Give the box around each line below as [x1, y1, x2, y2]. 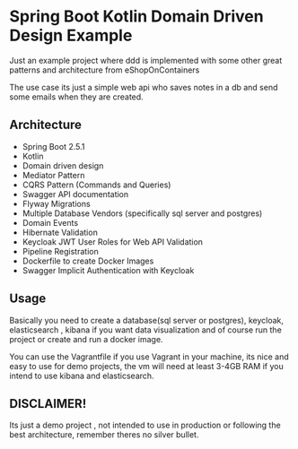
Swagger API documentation [22, 188, 129, 199]
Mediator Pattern [22, 169, 85, 180]
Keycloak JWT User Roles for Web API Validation [22, 236, 204, 247]
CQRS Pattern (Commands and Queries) [22, 179, 171, 190]
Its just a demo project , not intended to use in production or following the [9, 419, 281, 431]
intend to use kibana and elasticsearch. [9, 370, 154, 381]
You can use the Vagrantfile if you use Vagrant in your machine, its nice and [9, 351, 289, 362]
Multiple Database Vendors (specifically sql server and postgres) [22, 208, 263, 219]
